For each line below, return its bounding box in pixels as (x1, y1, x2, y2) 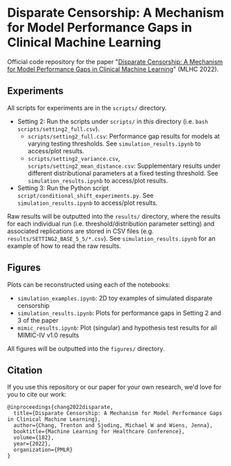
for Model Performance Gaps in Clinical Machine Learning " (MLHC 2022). (7, 65, 219, 73)
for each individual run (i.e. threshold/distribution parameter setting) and (7, 219, 215, 228)
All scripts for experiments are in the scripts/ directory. (7, 103, 167, 112)
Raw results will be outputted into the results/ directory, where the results (7, 212, 221, 220)
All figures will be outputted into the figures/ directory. (7, 344, 165, 352)
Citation (7, 364, 43, 376)
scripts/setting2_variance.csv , (27, 154, 120, 162)
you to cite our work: (7, 390, 67, 398)
